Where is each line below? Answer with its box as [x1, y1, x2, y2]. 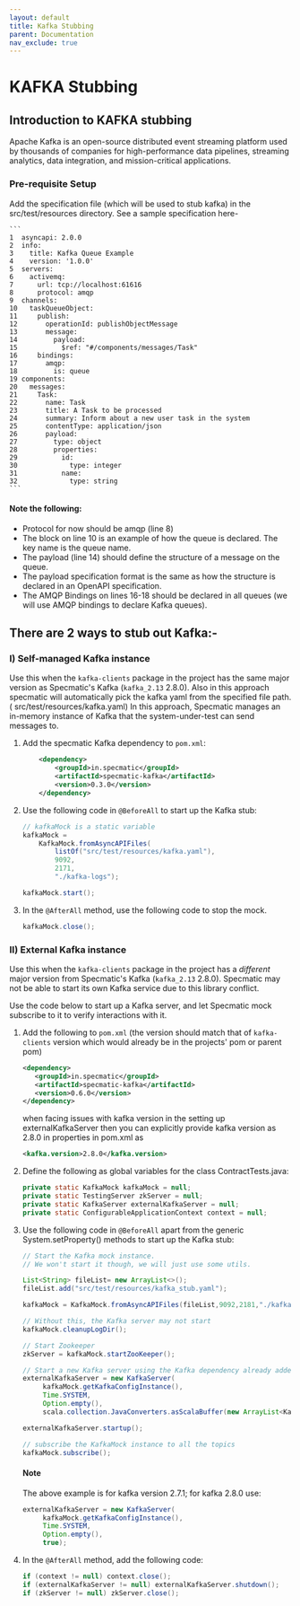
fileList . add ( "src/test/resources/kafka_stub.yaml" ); [21, 1285, 227, 1294]
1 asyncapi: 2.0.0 [9, 233, 82, 242]
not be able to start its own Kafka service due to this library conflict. [9, 982, 260, 993]
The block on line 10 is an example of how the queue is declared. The [21, 532, 279, 543]
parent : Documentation [9, 30, 94, 39]
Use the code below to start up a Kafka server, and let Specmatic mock [9, 1000, 272, 1011]
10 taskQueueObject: [9, 303, 94, 312]
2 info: [9, 241, 42, 250]
